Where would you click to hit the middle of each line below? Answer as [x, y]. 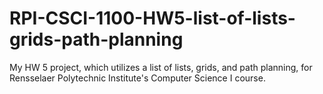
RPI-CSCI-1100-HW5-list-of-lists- [152, 18]
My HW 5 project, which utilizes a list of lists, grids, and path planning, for [161, 67]
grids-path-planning [96, 39]
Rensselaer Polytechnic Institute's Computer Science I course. [137, 78]
